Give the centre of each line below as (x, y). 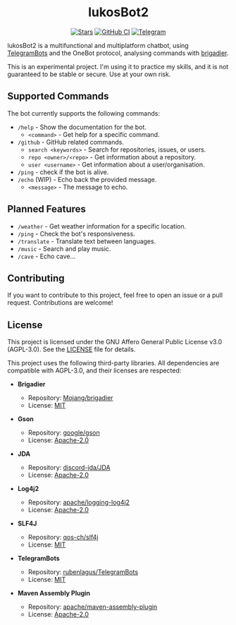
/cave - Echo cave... (46, 256)
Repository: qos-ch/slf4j (63, 538)
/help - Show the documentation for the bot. (82, 127)
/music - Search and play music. (64, 248)
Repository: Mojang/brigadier (70, 398)
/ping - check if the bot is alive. (63, 172)
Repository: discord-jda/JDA (69, 468)
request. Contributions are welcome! (60, 303)
